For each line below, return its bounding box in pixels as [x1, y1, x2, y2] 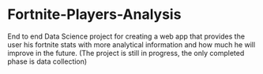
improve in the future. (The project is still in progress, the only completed [7, 48, 245, 57]
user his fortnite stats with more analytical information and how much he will [7, 39, 256, 49]
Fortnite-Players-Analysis [7, 6, 182, 24]
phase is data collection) [7, 57, 88, 66]
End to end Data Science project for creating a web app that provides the [7, 31, 246, 41]
